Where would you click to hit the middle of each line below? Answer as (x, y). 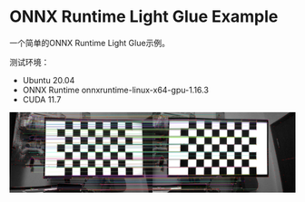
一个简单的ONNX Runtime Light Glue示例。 (90, 43)
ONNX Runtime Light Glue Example (144, 17)
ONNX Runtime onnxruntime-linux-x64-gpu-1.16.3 (115, 90)
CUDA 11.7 (42, 99)
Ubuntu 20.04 (49, 80)
